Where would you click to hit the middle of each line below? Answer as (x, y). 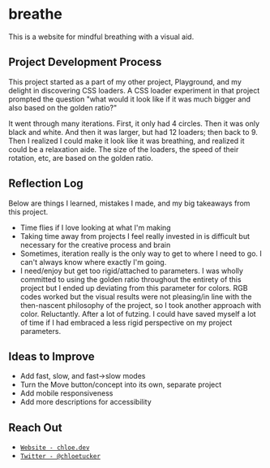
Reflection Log (46, 184)
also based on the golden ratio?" (63, 107)
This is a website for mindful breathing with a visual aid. (101, 37)
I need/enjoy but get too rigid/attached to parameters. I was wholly (131, 271)
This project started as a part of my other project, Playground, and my (125, 81)
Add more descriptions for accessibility (86, 402)
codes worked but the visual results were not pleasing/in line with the (136, 297)
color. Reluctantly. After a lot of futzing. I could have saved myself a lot (138, 314)
